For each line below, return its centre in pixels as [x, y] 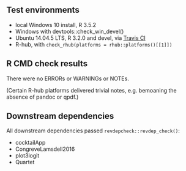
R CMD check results [47, 64]
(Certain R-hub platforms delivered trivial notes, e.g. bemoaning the [91, 90]
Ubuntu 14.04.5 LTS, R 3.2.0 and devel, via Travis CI [80, 38]
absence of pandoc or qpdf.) [43, 97]
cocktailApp [30, 143]
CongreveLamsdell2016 [45, 149]
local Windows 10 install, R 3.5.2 [56, 25]
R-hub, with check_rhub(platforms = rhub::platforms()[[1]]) [94, 44]
